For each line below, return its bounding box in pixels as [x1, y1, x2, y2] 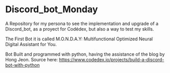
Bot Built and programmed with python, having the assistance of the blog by [5, 51, 165, 57]
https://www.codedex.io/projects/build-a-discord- [59, 56, 164, 62]
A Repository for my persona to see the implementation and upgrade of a [5, 20, 159, 27]
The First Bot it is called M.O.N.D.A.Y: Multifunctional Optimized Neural [5, 36, 153, 42]
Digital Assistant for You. [5, 41, 57, 47]
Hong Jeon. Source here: [5, 56, 58, 62]
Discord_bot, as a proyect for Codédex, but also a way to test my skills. [5, 26, 154, 32]
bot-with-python [5, 62, 40, 68]
